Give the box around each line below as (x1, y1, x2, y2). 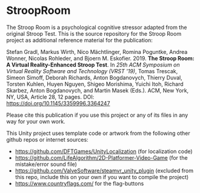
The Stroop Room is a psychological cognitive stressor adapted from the (6, 24, 187, 31)
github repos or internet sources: (6, 136, 89, 143)
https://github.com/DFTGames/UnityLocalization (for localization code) (15, 148, 193, 155)
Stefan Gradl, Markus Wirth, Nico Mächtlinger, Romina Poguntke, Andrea (6, 48, 188, 55)
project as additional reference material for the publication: (6, 36, 153, 44)
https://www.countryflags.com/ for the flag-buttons (15, 180, 144, 187)
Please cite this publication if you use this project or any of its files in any (6, 111, 188, 119)
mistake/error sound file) (15, 160, 78, 168)
